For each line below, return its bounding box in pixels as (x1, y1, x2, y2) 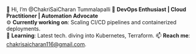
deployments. (6, 25, 41, 32)
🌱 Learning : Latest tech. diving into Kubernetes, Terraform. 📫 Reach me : (6, 32, 191, 39)
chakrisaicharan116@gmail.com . (6, 41, 87, 48)
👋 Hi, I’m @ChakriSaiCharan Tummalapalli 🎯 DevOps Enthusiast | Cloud (6, 6, 187, 13)
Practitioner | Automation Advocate (6, 12, 99, 19)
